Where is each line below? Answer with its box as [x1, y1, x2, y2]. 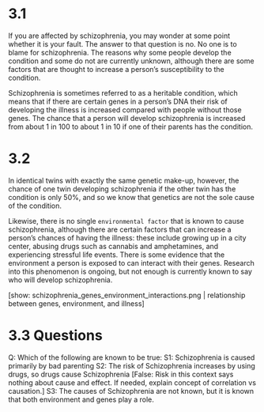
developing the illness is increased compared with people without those [8, 104, 243, 115]
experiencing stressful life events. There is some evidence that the [8, 250, 225, 259]
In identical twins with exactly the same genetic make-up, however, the [8, 176, 239, 185]
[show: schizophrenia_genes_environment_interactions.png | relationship [8, 290, 246, 300]
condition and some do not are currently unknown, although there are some [8, 56, 255, 66]
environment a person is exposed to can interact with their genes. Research [8, 258, 255, 267]
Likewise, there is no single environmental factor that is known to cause [8, 216, 245, 225]
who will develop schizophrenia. [8, 274, 113, 285]
